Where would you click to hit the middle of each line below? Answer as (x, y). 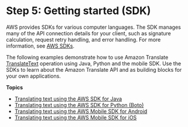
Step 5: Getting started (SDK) (78, 11)
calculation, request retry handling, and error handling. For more (83, 39)
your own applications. (34, 76)
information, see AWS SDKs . (40, 46)
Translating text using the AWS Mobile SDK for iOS (76, 117)
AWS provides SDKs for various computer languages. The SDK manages (94, 27)
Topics (15, 87)
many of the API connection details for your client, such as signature (89, 33)
